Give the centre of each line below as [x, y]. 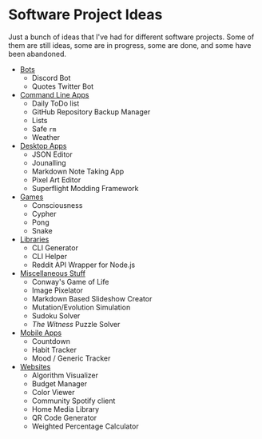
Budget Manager [60, 383]
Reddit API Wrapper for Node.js [83, 265]
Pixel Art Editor [56, 180]
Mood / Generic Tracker [71, 358]
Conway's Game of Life [70, 281]
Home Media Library [65, 409]
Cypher [44, 214]
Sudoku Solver [56, 315]
